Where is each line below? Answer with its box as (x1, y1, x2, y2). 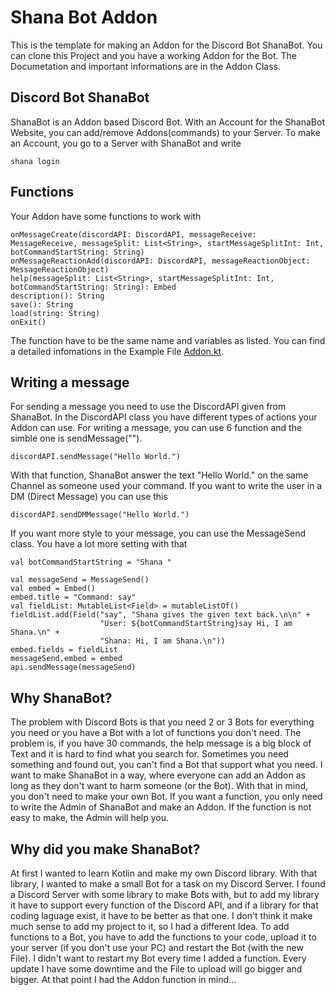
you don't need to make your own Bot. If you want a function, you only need (10, 791, 323, 803)
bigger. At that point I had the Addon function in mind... (10, 974, 237, 985)
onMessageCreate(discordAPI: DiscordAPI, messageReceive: (10, 229, 257, 240)
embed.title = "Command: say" (10, 592, 137, 603)
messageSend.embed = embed (10, 654, 123, 664)
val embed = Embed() (10, 584, 97, 594)
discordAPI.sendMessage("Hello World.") (10, 452, 182, 462)
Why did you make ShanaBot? (10, 841, 201, 858)
